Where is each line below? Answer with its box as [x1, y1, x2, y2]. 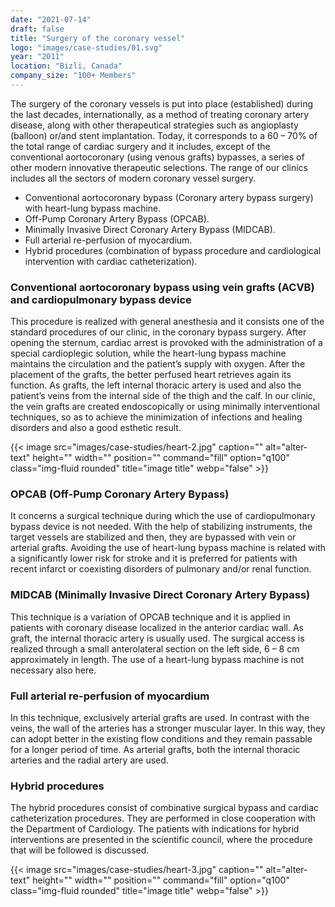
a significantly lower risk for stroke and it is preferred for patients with [10, 552, 298, 565]
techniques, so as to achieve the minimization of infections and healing [10, 411, 303, 423]
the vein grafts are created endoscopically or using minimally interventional [10, 401, 320, 413]
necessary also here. [10, 664, 97, 676]
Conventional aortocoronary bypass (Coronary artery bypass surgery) [24, 191, 314, 203]
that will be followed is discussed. [10, 844, 150, 856]
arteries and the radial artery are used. [10, 754, 169, 766]
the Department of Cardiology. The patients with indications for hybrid [10, 823, 300, 835]
